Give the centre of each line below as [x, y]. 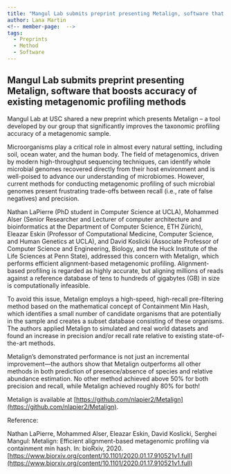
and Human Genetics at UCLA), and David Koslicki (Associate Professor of [113, 241]
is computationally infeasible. [49, 286]
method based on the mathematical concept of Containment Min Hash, [108, 306]
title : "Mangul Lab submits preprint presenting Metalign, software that [116, 14]
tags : [15, 33]
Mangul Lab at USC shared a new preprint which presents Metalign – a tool [114, 119]
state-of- [212, 335]
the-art [17, 343]
